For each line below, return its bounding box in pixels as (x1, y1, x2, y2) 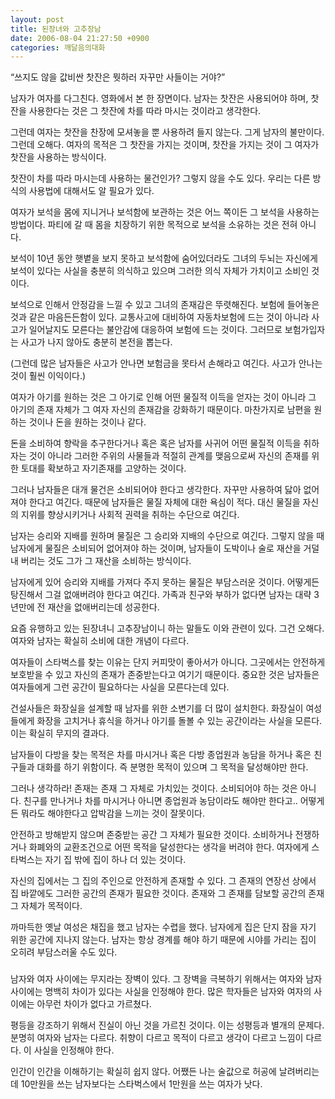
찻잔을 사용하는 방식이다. (10, 151, 107, 163)
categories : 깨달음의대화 (10, 42, 106, 53)
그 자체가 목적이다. (10, 900, 83, 912)
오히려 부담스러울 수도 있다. (10, 946, 118, 958)
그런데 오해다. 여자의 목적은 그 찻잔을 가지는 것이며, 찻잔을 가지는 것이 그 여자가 (10, 139, 320, 151)
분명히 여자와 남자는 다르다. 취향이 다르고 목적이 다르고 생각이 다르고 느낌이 (10, 1032, 304, 1044)
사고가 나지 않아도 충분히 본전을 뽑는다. (20, 336, 173, 348)
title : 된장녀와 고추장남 (10, 24, 102, 34)
